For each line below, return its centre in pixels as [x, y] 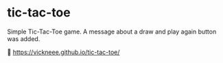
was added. [24, 38]
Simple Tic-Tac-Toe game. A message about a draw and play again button [112, 32]
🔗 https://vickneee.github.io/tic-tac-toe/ [63, 52]
